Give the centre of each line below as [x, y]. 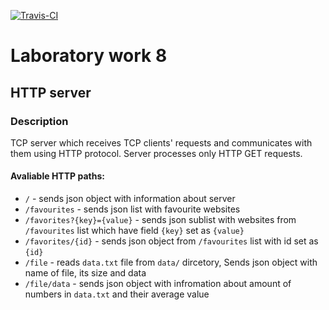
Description [39, 121]
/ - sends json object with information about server [130, 199]
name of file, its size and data [85, 273]
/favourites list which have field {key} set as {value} [134, 231]
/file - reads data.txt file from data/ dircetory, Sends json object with [171, 262]
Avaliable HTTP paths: [57, 176]
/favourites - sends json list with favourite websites [132, 209]
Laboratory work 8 [89, 56]
